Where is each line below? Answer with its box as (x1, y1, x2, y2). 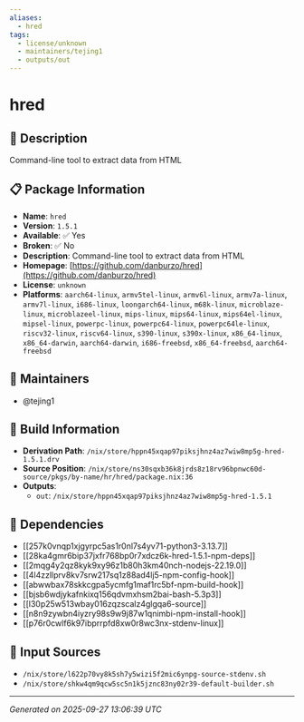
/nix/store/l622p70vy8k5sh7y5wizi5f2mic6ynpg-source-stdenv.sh (22, 670, 267, 679)
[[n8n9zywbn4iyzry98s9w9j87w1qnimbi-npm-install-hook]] (22, 609, 247, 620)
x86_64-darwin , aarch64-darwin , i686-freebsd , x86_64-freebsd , (22, 337, 254, 347)
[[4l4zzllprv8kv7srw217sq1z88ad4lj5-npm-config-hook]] (22, 570, 235, 581)
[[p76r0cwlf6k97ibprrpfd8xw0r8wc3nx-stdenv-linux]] (22, 618, 224, 629)
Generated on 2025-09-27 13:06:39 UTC (9, 704, 163, 715)
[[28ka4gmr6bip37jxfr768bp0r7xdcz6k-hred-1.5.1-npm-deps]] (22, 551, 256, 561)
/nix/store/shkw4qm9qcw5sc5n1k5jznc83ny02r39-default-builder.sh (22, 679, 274, 689)
